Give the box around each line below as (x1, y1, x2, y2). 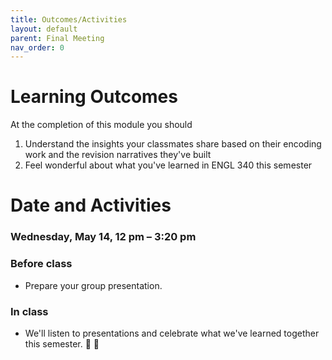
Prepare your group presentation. (24, 279, 163, 291)
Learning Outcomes (10, 86, 178, 108)
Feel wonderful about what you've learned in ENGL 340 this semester (24, 159, 313, 171)
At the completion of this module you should (10, 119, 193, 131)
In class (10, 304, 49, 318)
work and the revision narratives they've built (24, 149, 212, 161)
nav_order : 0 (10, 42, 65, 53)
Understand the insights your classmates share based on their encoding (24, 138, 322, 150)
